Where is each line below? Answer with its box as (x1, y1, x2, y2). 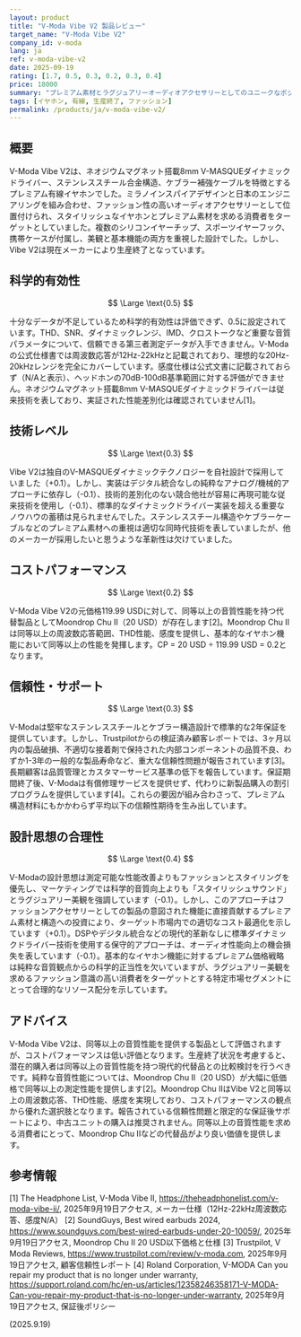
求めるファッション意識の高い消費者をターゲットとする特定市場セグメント (9, 973, 284, 983)
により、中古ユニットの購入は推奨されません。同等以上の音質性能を (24, 1116, 276, 1127)
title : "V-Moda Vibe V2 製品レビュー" (9, 22, 146, 31)
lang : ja (9, 47, 42, 56)
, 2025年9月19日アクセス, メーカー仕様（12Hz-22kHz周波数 (59, 1203, 279, 1214)
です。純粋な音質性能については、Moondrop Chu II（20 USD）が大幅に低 (9, 1071, 279, 1082)
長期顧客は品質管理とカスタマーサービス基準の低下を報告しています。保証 (9, 766, 283, 777)
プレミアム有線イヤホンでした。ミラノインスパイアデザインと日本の (9, 188, 260, 199)
